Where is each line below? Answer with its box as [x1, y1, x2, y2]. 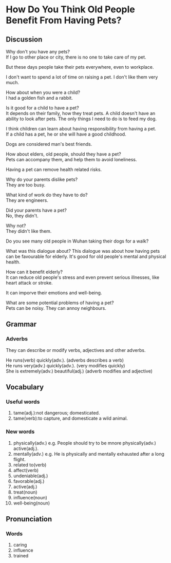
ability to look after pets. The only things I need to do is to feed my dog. [6, 116, 157, 122]
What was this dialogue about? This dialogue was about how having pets [6, 248, 160, 254]
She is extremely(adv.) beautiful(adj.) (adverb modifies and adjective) [6, 368, 153, 374]
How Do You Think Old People [6, 4, 135, 15]
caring [13, 542, 27, 548]
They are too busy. [6, 182, 46, 188]
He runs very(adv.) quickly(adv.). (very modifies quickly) [6, 362, 125, 368]
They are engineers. [6, 197, 48, 203]
